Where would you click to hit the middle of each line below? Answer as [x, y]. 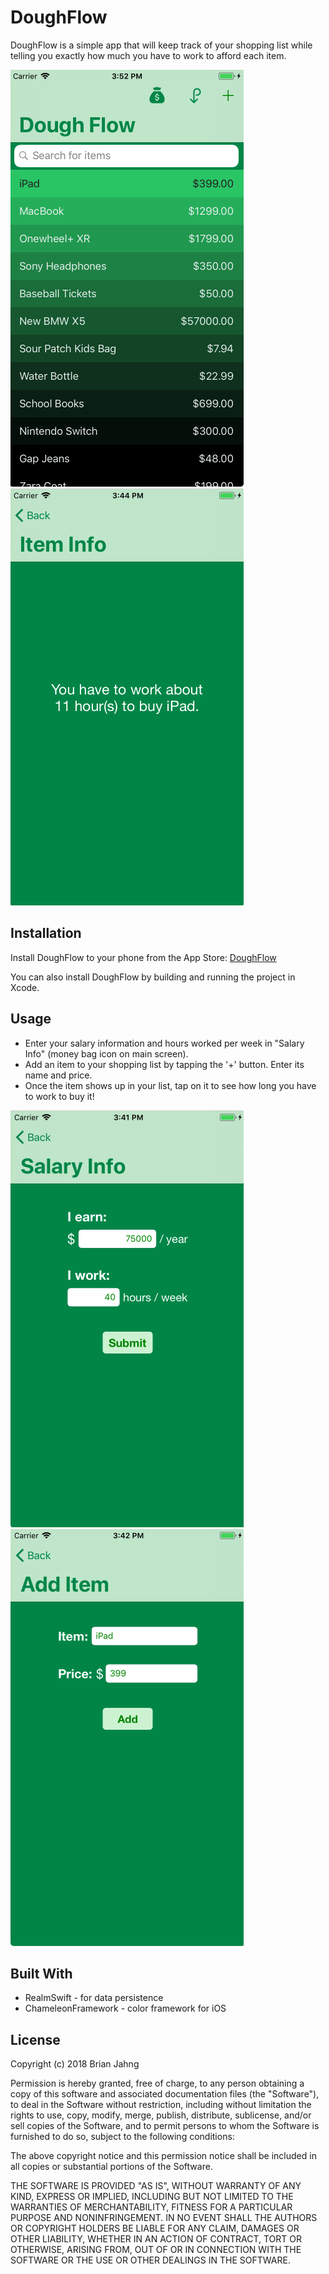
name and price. [58, 1075]
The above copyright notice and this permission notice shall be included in [163, 2156]
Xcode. [25, 987]
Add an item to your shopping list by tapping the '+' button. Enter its [164, 1064]
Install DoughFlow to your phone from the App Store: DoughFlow [143, 957]
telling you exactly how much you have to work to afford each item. [148, 55]
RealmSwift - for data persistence [94, 1998]
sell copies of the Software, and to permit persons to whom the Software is [165, 2126]
